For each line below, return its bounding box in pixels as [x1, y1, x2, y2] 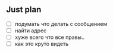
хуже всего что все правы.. [14, 34, 85, 41]
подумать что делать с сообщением [14, 20, 108, 27]
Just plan [6, 5, 42, 15]
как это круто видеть [14, 41, 69, 47]
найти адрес [14, 26, 47, 34]
